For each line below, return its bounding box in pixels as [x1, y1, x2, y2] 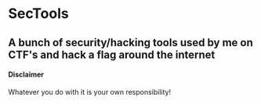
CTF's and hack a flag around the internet [8, 48, 216, 61]
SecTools [8, 5, 69, 23]
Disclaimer [8, 70, 45, 79]
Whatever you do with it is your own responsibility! [8, 87, 171, 96]
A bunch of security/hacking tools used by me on [8, 36, 253, 49]
